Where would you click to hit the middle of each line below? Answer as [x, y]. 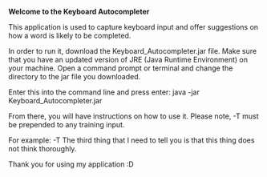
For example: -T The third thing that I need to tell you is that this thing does [131, 140]
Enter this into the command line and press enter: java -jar [104, 92]
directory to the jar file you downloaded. [75, 76]
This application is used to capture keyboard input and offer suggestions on [133, 27]
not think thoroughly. [42, 149]
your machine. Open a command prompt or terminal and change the [121, 68]
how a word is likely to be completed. [70, 36]
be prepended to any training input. [67, 125]
